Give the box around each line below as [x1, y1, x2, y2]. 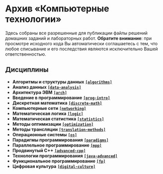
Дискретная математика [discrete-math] [12, 100, 102, 106]
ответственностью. [5, 51, 46, 57]
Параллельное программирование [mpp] [12, 142, 102, 148]
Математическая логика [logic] [12, 110, 83, 116]
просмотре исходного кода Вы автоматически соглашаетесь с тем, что [5, 40, 158, 46]
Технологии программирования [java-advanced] [12, 153, 118, 159]
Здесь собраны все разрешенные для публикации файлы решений [5, 30, 148, 36]
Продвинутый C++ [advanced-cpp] [12, 147, 86, 153]
